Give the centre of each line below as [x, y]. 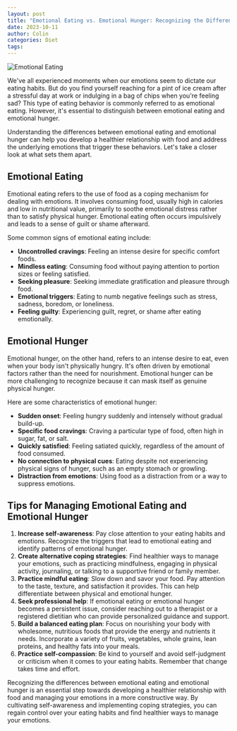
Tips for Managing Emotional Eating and [97, 506]
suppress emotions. [46, 483]
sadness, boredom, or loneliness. [66, 304]
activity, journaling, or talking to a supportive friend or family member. [119, 571]
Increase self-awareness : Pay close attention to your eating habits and [121, 534]
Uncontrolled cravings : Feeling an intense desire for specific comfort [119, 251]
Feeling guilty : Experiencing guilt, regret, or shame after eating [109, 311]
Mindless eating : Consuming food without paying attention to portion [119, 266]
